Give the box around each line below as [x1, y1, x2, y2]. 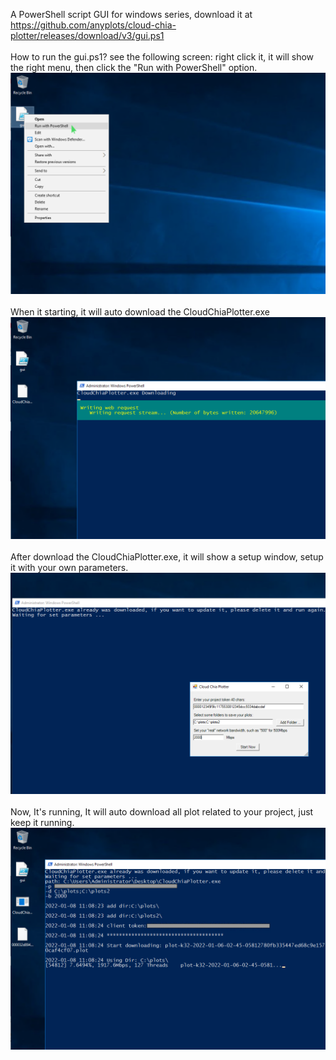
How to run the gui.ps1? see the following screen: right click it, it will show [10, 51, 315, 63]
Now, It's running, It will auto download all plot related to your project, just [10, 806, 314, 818]
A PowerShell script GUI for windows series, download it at [10, 9, 253, 20]
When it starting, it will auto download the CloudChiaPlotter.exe [10, 306, 270, 318]
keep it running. [10, 817, 75, 829]
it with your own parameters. [10, 561, 129, 573]
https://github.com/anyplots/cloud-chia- [10, 19, 177, 31]
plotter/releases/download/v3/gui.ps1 [10, 30, 165, 41]
